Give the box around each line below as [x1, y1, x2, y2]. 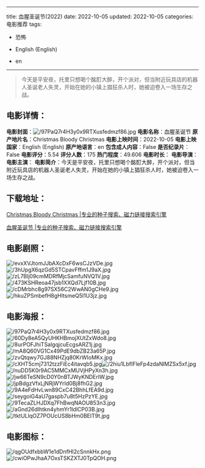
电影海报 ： [6, 311, 47, 322]
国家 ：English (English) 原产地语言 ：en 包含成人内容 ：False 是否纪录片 [6, 143, 185, 150]
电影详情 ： [6, 110, 47, 121]
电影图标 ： [6, 431, 47, 442]
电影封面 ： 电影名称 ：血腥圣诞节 [6, 128, 191, 135]
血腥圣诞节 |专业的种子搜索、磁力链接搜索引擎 [6, 223, 122, 231]
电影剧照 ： [6, 243, 47, 254]
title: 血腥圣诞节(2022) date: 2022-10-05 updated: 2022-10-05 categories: [6, 13, 193, 20]
